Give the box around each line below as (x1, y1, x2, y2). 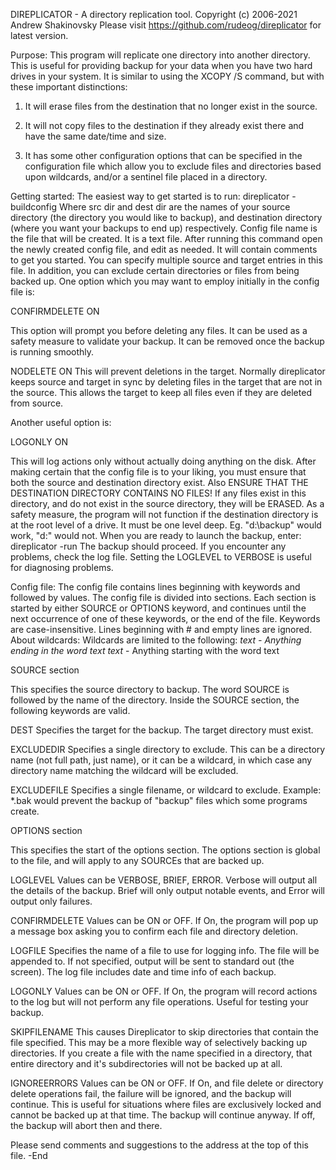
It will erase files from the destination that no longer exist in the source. (24, 100, 318, 112)
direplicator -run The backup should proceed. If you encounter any (10, 540, 287, 552)
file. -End (10, 1150, 48, 1161)
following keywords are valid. (10, 705, 131, 716)
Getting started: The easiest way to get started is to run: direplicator (10, 190, 290, 202)
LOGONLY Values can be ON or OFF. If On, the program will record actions (10, 985, 318, 997)
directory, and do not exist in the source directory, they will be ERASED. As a (10, 498, 325, 509)
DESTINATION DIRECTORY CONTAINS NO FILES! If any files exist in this (10, 487, 307, 499)
